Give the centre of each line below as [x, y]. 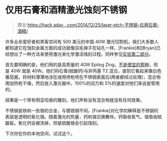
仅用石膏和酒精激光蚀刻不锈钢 [66, 10]
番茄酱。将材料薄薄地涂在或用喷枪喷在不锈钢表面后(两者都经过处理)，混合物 [83, 77]
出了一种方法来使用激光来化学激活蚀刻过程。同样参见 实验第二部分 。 [83, 54]
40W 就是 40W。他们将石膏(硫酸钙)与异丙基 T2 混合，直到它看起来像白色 [86, 70]
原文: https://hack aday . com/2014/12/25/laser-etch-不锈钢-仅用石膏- [88, 25]
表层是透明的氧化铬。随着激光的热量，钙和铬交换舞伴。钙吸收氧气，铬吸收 [81, 117]
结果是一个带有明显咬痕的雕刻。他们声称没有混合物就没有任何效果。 [75, 100]
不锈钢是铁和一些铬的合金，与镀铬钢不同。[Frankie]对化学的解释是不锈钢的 [82, 110]
